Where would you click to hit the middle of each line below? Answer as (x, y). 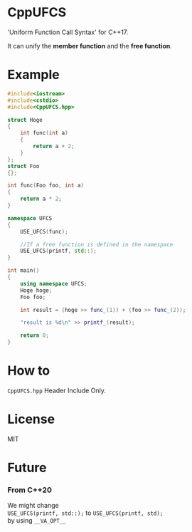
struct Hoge (25, 120)
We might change (33, 506)
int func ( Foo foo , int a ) (46, 186)
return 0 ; (35, 335)
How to (29, 371)
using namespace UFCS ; (54, 283)
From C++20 (30, 490)
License (31, 419)
